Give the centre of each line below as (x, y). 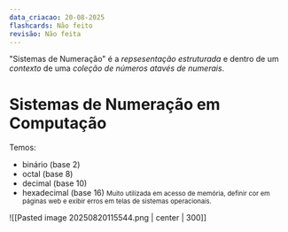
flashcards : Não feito (51, 26)
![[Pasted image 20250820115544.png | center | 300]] (108, 218)
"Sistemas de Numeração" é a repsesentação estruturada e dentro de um (144, 59)
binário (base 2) (51, 165)
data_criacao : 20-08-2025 (57, 17)
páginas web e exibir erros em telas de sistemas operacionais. (117, 201)
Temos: (23, 148)
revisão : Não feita (45, 34)
